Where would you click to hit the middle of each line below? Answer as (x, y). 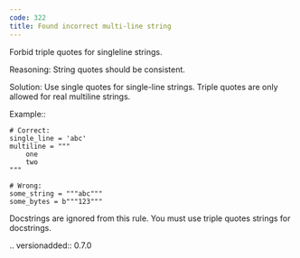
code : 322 (28, 18)
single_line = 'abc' (48, 138)
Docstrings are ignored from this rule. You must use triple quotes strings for (150, 218)
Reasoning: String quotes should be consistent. (97, 69)
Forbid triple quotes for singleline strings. (86, 51)
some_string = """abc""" (56, 193)
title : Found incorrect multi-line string (90, 26)
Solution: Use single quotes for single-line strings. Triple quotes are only (144, 87)
